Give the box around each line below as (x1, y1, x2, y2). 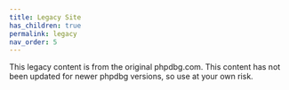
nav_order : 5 (9, 37, 58, 47)
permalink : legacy (9, 29, 77, 38)
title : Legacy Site (9, 12, 82, 22)
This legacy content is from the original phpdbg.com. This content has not (9, 62, 281, 72)
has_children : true (9, 21, 82, 30)
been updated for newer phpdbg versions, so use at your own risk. (9, 71, 253, 82)
